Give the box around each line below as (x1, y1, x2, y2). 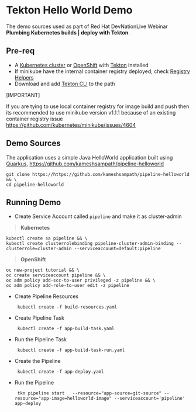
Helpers (14, 74, 34, 81)
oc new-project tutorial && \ (6, 267, 80, 273)
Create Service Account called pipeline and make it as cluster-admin (14, 213, 183, 220)
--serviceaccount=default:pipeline (74, 246, 161, 252)
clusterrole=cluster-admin (6, 246, 72, 252)
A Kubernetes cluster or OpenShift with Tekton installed (14, 61, 149, 68)
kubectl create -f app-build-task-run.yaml (17, 347, 125, 354)
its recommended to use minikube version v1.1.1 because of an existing (6, 109, 176, 116)
